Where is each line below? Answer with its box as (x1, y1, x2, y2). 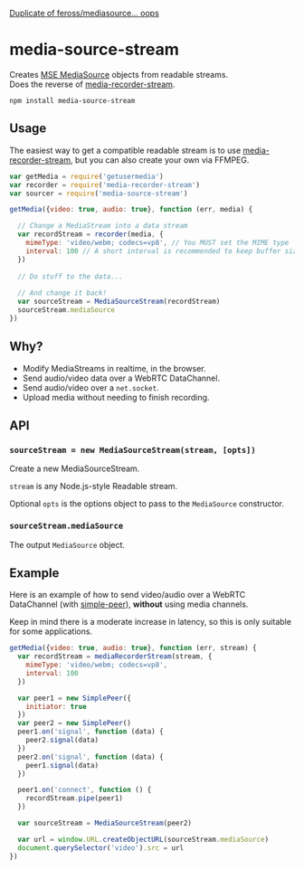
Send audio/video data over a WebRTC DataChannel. (22, 373, 220, 383)
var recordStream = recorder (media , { (17, 230, 165, 239)
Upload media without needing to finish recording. (22, 392, 210, 402)
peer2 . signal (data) (25, 736, 100, 745)
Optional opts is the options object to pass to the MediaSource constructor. (9, 498, 285, 509)
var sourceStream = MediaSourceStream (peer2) (17, 818, 193, 828)
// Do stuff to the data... (17, 271, 124, 281)
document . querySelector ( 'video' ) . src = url (17, 843, 184, 853)
